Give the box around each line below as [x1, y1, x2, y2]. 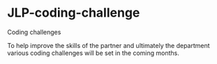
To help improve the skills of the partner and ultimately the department [7, 41, 211, 49]
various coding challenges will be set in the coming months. [7, 49, 179, 57]
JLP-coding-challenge [7, 5, 140, 21]
